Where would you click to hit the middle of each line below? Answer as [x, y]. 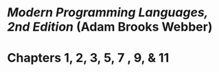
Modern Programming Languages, [107, 13]
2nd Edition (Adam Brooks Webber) [110, 27]
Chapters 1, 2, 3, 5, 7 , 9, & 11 [88, 58]
